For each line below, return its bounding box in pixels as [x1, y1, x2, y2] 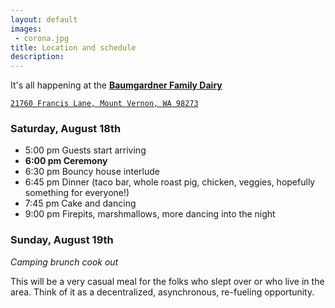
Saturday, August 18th [10, 122, 122, 136]
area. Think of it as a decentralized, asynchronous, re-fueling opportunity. [10, 286, 315, 298]
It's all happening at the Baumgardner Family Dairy [10, 79, 223, 91]
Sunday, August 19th [10, 233, 114, 247]
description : [10, 52, 65, 62]
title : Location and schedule [10, 42, 137, 53]
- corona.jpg [14, 33, 70, 43]
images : [10, 24, 43, 34]
